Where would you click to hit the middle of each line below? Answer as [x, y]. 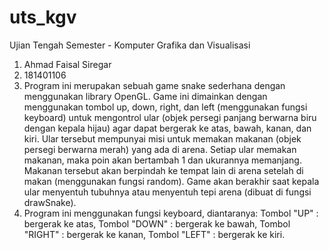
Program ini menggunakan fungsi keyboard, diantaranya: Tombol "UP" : [171, 213]
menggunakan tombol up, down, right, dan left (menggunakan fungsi [165, 107]
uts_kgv [43, 17]
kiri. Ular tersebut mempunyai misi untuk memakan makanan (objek [162, 138]
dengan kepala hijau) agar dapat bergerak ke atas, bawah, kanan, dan [167, 128]
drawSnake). [50, 202]
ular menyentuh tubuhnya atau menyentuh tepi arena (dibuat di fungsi [167, 192]
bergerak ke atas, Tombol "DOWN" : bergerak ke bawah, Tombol [157, 223]
